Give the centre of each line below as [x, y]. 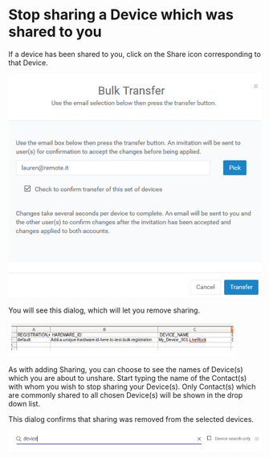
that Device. [28, 63]
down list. [24, 404]
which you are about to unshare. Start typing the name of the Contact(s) [128, 378]
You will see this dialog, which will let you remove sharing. [104, 310]
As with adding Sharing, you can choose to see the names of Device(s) [126, 370]
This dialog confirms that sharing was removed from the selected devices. [131, 419]
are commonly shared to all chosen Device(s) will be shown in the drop [126, 395]
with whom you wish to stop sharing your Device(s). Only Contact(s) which [132, 386]
